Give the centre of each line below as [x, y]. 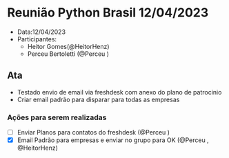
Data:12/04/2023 [41, 32]
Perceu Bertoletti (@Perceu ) [68, 54]
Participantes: [37, 39]
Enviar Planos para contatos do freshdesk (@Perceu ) [93, 132]
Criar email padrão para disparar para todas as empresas [98, 99]
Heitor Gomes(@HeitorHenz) [68, 46]
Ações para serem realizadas [57, 117]
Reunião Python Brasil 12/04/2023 [108, 13]
